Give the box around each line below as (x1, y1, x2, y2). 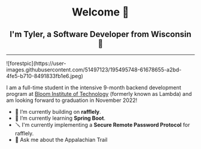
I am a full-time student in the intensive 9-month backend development (6, 84, 181, 91)
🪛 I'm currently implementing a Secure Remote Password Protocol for (14, 122, 190, 128)
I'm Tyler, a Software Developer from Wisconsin (10, 29, 191, 39)
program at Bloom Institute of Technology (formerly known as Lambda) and (6, 91, 193, 97)
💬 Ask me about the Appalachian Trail (14, 136, 108, 143)
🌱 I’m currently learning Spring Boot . (14, 114, 106, 122)
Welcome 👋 (71, 5, 130, 19)
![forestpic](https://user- (6, 60, 66, 67)
